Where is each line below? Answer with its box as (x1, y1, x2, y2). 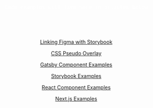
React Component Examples (41, 84, 111, 91)
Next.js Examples (55, 95, 97, 102)
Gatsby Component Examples (40, 61, 113, 68)
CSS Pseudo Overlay (50, 50, 102, 56)
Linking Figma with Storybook (40, 39, 113, 45)
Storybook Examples (51, 73, 102, 79)
